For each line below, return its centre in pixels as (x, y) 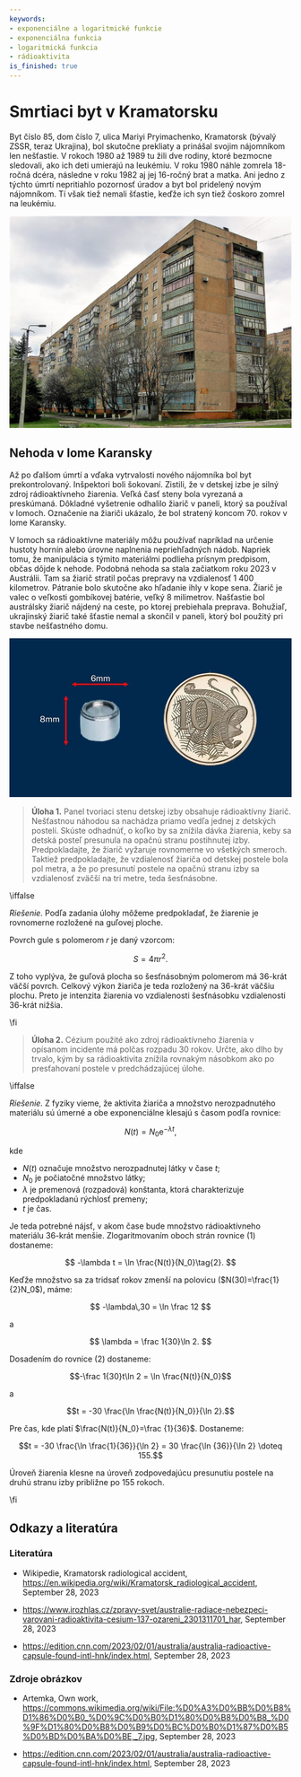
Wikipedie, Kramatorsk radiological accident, (105, 1573)
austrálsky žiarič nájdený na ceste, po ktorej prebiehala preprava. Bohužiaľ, (148, 607)
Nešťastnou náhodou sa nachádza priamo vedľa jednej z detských (153, 821)
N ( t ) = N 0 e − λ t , (150, 1132)
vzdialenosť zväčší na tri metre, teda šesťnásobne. (124, 879)
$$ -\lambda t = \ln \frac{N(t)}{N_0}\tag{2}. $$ (150, 1263)
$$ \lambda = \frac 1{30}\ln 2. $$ (150, 1342)
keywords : (28, 19)
